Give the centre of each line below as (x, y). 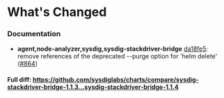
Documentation (34, 34)
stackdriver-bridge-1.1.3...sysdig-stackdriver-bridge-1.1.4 (93, 87)
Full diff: (19, 80)
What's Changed (57, 12)
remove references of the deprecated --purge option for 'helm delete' (117, 56)
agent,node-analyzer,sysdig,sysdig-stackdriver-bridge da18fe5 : (113, 49)
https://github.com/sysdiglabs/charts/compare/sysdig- (116, 80)
